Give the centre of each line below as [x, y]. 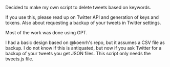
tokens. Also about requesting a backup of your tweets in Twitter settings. [83, 23]
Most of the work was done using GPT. [46, 32]
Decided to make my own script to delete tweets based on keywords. [78, 7]
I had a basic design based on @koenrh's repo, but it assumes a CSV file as [85, 42]
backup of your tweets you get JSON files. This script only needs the [78, 53]
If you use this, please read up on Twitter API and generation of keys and [82, 17]
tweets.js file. [19, 59]
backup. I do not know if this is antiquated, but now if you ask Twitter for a [83, 48]
